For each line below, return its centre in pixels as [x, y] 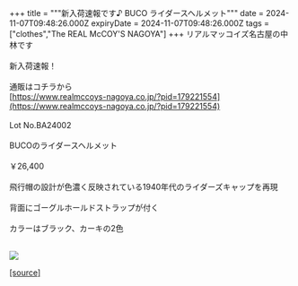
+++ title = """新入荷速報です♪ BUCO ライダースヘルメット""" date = [137, 13]
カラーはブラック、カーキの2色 [66, 228]
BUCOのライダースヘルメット [64, 145]
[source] [25, 273]
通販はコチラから [41, 87]
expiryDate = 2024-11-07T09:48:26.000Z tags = [180, 23]
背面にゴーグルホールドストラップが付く [84, 208]
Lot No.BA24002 [40, 125]
